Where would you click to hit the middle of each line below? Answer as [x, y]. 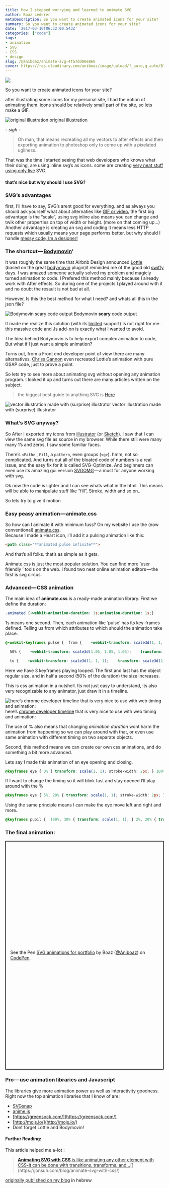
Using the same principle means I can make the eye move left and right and [83, 805]
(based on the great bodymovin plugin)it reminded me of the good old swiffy [84, 268]
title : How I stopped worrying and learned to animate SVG [68, 10]
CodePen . [21, 958]
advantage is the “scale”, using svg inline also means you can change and [82, 217]
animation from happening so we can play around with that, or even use [80, 732]
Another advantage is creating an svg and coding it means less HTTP [77, 228]
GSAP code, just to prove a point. [39, 364]
